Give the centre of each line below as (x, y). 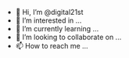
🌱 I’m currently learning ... (57, 29)
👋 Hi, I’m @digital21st (49, 12)
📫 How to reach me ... (52, 46)
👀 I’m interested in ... (48, 20)
